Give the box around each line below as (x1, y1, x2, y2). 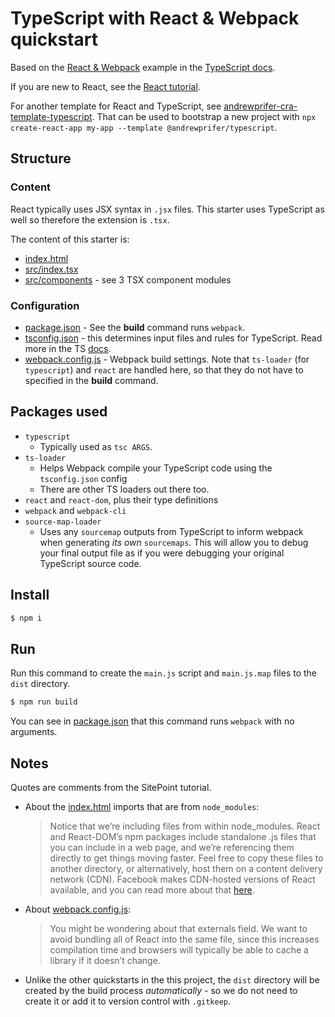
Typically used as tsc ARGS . (39, 440, 153, 452)
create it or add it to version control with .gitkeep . (24, 995, 232, 1007)
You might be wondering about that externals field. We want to (49, 922, 308, 934)
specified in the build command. (24, 374, 159, 386)
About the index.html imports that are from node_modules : (24, 800, 260, 812)
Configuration (10, 298, 80, 312)
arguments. (10, 726, 58, 738)
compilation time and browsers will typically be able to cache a (49, 943, 309, 956)
